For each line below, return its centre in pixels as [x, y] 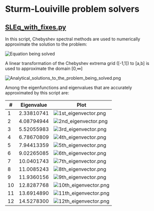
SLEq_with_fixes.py [36, 27]
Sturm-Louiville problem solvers [72, 9]
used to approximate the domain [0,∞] [44, 68]
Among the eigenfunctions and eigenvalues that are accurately [69, 88]
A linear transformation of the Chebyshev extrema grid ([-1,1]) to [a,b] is [77, 63]
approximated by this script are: [37, 93]
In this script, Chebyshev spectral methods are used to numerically [73, 39]
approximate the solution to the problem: [46, 44]
